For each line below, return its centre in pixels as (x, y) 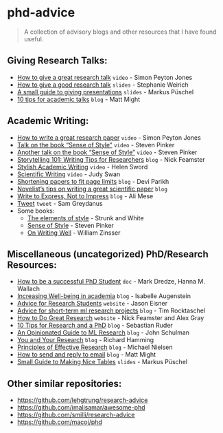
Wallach (28, 289)
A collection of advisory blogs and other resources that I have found (120, 32)
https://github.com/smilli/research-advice (76, 415)
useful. (34, 39)
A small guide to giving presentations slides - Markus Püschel (105, 92)
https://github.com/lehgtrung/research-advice (82, 400)
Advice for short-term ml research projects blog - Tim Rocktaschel (111, 310)
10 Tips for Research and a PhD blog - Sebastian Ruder (95, 326)
